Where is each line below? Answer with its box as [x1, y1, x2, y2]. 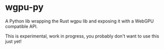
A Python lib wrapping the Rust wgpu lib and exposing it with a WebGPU [5, 18, 154, 24]
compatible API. [5, 23, 38, 29]
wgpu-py [5, 1, 44, 13]
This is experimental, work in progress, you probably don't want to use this [5, 33, 159, 39]
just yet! [5, 38, 21, 44]
